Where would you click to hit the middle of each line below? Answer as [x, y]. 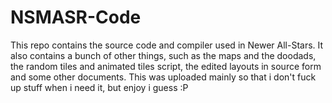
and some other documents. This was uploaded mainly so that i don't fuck [163, 77]
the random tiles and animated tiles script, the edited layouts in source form [166, 66]
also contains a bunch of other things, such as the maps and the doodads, [163, 55]
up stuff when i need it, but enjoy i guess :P [99, 87]
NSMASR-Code [76, 17]
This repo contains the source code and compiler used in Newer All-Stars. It [167, 45]
